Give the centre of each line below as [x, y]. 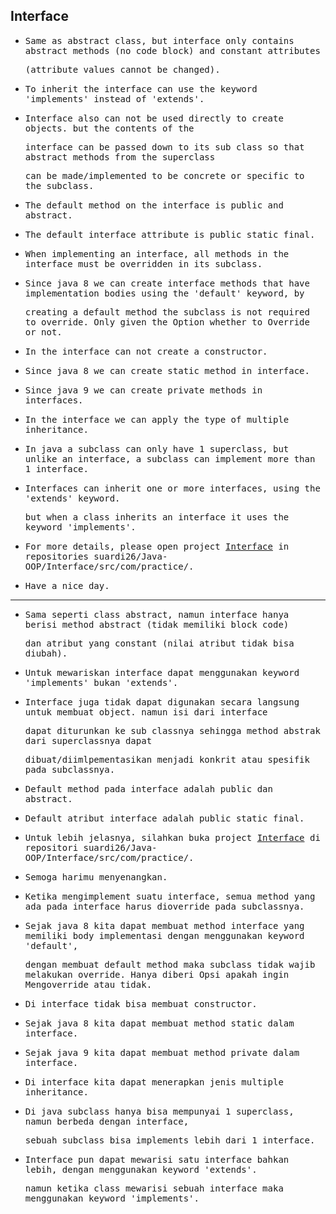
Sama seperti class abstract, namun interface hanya [157, 614]
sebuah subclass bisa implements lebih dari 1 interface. [170, 1140]
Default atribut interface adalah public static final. [164, 818]
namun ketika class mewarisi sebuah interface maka [154, 1188]
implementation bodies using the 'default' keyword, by [164, 293]
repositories [56, 556]
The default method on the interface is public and [154, 205]
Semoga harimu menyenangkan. [96, 877]
